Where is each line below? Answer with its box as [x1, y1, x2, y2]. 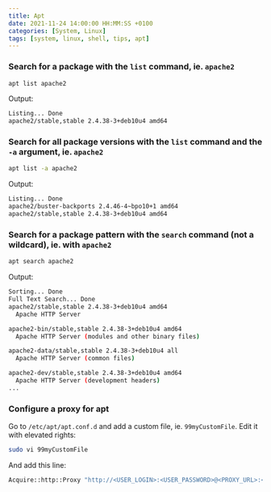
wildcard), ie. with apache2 [8, 239, 112, 250]
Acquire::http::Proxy [8, 476, 81, 484]
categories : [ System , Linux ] [8, 27, 106, 35]
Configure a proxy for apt [8, 403, 110, 414]
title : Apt [8, 11, 45, 20]
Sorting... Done [8, 288, 63, 296]
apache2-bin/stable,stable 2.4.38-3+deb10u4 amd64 [8, 325, 182, 333]
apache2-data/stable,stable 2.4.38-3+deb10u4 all [8, 347, 179, 355]
